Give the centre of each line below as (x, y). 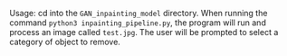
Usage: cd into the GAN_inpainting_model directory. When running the (139, 13)
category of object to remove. (65, 42)
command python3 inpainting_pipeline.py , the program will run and (138, 23)
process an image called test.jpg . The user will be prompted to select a (144, 32)
